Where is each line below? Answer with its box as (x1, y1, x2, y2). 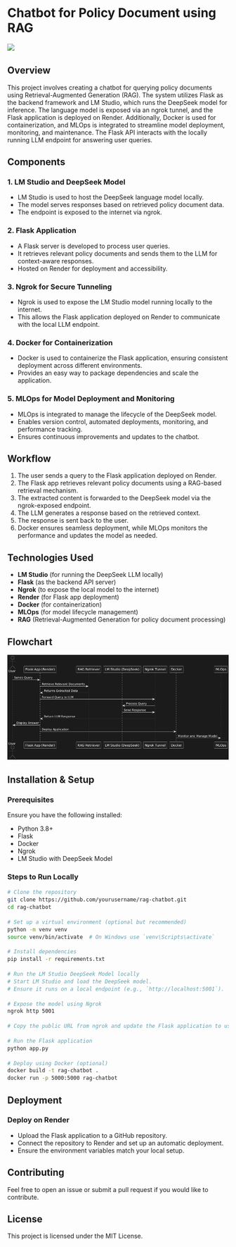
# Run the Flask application (7, 1037, 93, 1044)
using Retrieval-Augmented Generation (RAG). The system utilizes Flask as (7, 90, 223, 99)
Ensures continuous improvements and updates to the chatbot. (17, 432, 200, 441)
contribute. (7, 1193, 39, 1201)
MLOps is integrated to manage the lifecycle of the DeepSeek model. (17, 410, 217, 418)
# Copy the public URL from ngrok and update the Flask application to (7, 1023, 221, 1030)
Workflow (7, 453, 51, 465)
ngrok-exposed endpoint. (17, 502, 91, 510)
